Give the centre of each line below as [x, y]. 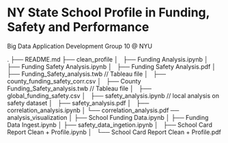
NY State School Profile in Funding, [109, 13]
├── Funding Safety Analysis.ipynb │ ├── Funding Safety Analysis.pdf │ [112, 66]
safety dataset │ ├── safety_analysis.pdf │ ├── [78, 103]
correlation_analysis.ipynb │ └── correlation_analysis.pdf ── [93, 110]
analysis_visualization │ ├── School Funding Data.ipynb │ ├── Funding [108, 117]
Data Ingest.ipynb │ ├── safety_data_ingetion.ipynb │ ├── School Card [110, 125]
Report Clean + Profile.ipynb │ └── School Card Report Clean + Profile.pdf [114, 132]
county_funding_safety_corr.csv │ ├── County [74, 81]
